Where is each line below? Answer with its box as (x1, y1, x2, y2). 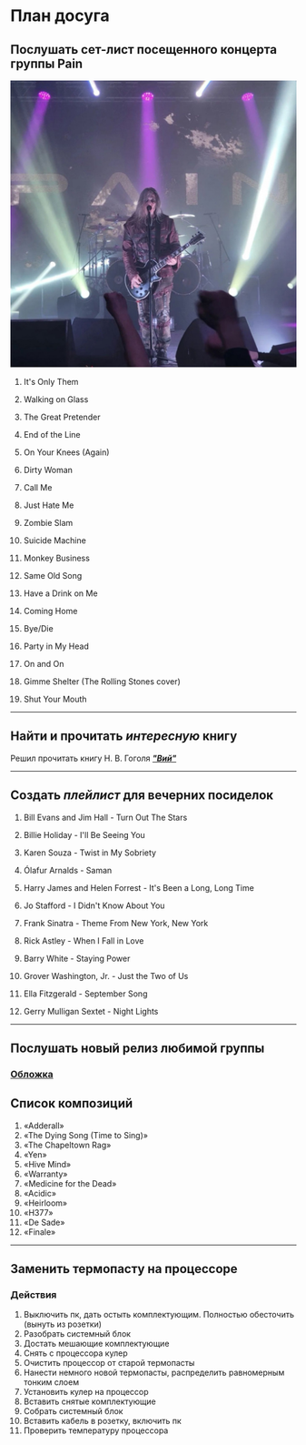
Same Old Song (23, 571, 83, 581)
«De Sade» (23, 1217, 65, 1228)
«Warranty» (23, 1168, 68, 1179)
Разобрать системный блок (23, 1329, 131, 1339)
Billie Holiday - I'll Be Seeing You (23, 829, 146, 840)
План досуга (10, 5, 110, 26)
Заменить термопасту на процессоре (10, 1261, 239, 1277)
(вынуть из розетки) (23, 1319, 103, 1329)
